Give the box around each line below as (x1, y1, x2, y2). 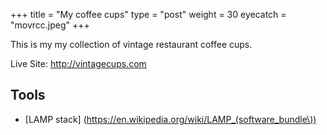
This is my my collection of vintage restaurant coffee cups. (10, 39, 253, 50)
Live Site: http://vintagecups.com (10, 58, 147, 69)
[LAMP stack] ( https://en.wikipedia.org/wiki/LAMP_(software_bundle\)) (24, 113, 317, 125)
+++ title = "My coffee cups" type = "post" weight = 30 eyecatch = (10, 9, 287, 20)
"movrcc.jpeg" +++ (10, 19, 90, 31)
